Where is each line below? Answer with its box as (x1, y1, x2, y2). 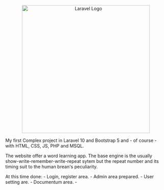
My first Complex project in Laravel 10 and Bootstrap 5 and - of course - (5, 137, 157, 143)
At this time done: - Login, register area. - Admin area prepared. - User (5, 174, 154, 179)
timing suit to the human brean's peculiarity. (5, 164, 98, 170)
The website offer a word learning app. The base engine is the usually (5, 153, 152, 159)
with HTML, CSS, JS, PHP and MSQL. (5, 143, 84, 149)
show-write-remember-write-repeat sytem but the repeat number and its (5, 158, 159, 164)
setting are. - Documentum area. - (5, 179, 78, 185)
